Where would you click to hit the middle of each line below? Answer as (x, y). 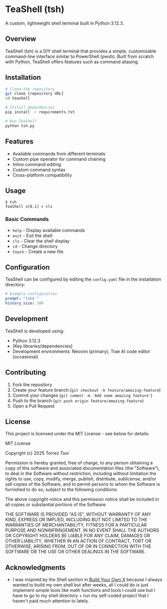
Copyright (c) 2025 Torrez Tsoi (37, 453)
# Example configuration (31, 294)
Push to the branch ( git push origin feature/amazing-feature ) (78, 401)
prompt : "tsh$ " (22, 299)
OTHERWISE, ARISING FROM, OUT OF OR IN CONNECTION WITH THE (78, 546)
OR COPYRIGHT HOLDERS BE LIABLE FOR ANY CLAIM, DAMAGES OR (78, 536)
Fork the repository (32, 385)
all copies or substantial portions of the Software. (56, 505)
